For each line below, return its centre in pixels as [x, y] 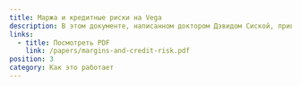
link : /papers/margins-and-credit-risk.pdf [108, 51]
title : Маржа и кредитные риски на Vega [86, 17]
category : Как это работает [62, 68]
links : [21, 34]
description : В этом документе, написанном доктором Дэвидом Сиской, [142, 26]
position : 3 [31, 59]
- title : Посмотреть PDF [64, 43]
